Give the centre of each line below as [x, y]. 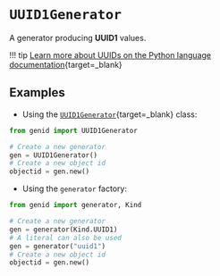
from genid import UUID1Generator [74, 130]
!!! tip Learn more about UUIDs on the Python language [110, 54]
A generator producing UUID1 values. [78, 38]
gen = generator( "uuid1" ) [57, 246]
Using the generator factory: [75, 188]
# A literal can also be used [66, 238]
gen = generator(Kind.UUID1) [63, 230]
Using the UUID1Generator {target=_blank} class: [110, 114]
